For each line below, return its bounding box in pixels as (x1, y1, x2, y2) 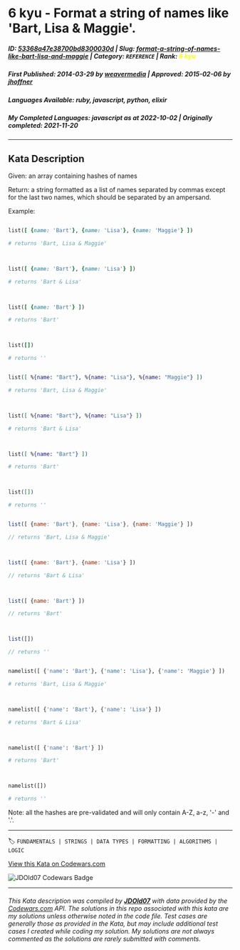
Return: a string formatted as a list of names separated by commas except (8, 186, 226, 194)
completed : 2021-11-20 (8, 121, 78, 129)
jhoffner (8, 77, 33, 86)
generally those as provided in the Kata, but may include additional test (8, 919, 218, 928)
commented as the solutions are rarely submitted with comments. (8, 934, 202, 943)
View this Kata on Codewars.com (8, 859, 106, 869)
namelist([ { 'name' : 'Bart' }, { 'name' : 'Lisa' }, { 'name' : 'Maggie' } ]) (8, 668, 225, 675)
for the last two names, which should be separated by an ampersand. (8, 193, 212, 201)
